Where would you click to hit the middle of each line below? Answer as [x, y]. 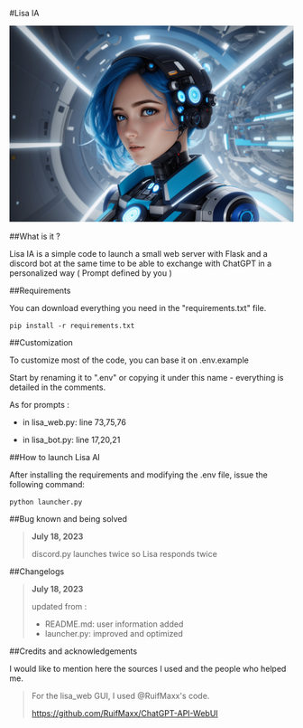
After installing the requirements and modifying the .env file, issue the [138, 475]
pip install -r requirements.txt [72, 326]
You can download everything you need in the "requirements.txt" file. [138, 307]
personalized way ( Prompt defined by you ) [91, 273]
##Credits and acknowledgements [73, 651]
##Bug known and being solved [69, 518]
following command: [47, 484]
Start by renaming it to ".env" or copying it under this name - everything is [147, 377]
